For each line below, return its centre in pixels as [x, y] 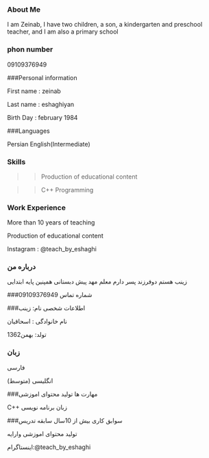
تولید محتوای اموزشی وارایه [42, 433]
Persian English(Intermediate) [49, 144]
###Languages [28, 131]
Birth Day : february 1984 [42, 117]
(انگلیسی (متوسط [30, 381]
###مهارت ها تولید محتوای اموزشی [52, 394]
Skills [16, 162]
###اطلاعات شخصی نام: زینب [46, 308]
